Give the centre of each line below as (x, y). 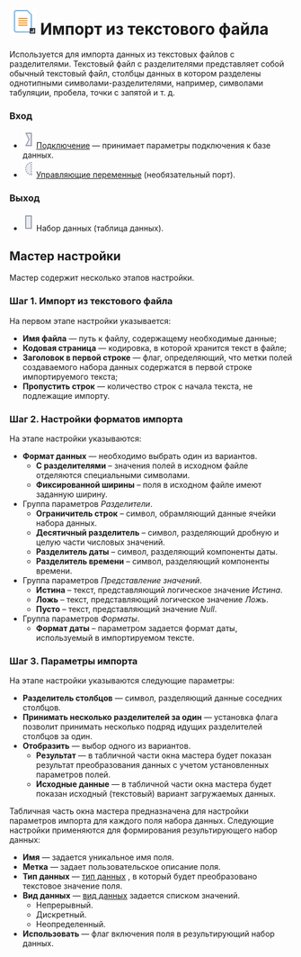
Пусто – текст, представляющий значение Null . (126, 609)
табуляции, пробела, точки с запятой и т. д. (92, 92)
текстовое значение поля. (72, 886)
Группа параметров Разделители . (87, 503)
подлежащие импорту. (66, 395)
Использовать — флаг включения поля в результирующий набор (149, 934)
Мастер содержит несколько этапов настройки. (102, 278)
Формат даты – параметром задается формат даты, (137, 627)
